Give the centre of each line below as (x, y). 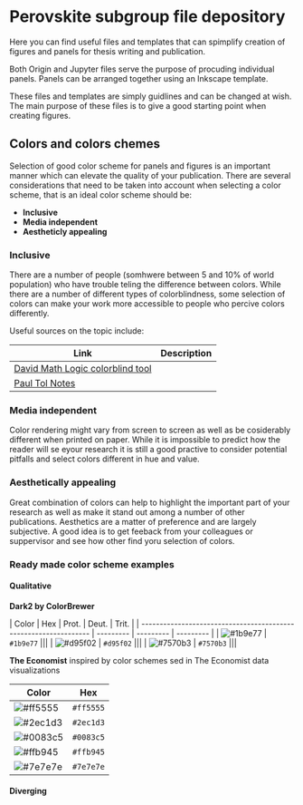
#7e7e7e (89, 766)
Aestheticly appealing (65, 231)
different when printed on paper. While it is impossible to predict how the (145, 440)
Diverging (28, 791)
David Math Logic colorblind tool (83, 369)
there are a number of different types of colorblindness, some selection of (147, 294)
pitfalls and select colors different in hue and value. (105, 459)
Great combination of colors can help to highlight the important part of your (150, 502)
